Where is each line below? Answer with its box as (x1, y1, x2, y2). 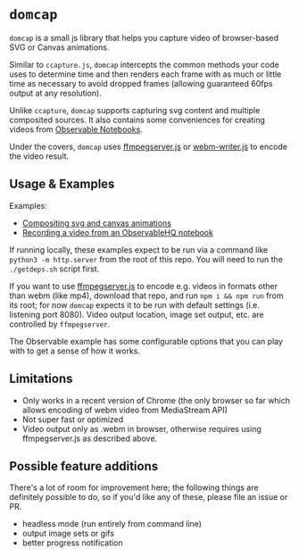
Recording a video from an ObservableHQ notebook (21, 227, 214, 237)
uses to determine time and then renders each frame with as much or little (9, 69, 282, 79)
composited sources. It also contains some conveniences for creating (9, 114, 266, 125)
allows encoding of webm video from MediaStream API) (21, 404, 228, 415)
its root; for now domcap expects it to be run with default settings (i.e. (9, 299, 261, 310)
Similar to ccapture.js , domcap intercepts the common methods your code (9, 59, 279, 70)
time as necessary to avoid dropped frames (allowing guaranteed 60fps (9, 78, 273, 88)
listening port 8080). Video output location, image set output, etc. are (9, 309, 264, 320)
